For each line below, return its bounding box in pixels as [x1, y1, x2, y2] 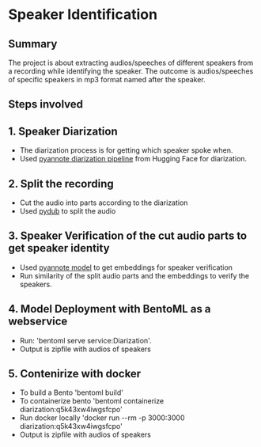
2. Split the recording [8, 176, 114, 191]
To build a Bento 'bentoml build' [19, 388, 124, 397]
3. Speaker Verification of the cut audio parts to [8, 229, 248, 243]
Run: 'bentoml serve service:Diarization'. [19, 335, 152, 345]
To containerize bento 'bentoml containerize [19, 396, 165, 406]
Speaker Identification [8, 6, 158, 24]
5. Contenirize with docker [8, 367, 142, 381]
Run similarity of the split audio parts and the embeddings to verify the [19, 271, 250, 280]
